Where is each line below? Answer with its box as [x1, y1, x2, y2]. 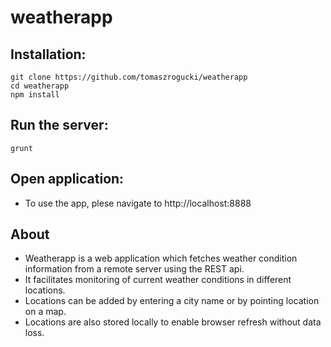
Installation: [10, 46, 87, 63]
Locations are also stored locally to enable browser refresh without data [24, 316, 322, 328]
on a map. [24, 306, 67, 318]
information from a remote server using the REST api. [24, 263, 245, 275]
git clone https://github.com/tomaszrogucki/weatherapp [10, 72, 248, 82]
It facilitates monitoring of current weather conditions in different [24, 274, 292, 286]
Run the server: [10, 117, 109, 134]
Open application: [10, 171, 125, 188]
